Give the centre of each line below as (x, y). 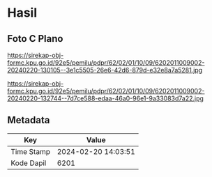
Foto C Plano (35, 39)
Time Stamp (31, 151)
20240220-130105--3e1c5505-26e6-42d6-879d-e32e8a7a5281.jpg (105, 70)
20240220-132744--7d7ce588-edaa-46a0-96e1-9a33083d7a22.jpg (106, 98)
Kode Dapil (29, 163)
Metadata (29, 120)
